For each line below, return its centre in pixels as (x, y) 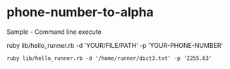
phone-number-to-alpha (80, 12)
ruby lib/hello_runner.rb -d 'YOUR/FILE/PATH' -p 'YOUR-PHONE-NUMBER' (115, 45)
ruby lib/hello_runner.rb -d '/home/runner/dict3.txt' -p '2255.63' (109, 58)
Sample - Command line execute (54, 32)
